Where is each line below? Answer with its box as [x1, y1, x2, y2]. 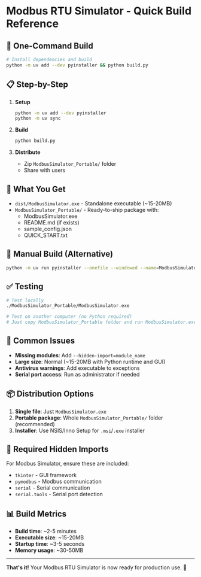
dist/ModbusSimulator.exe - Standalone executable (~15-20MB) [14, 200, 172, 207]
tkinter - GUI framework [14, 472, 77, 479]
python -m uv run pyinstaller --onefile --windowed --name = [6, 265, 160, 271]
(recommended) [14, 420, 55, 427]
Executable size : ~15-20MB [14, 534, 84, 541]
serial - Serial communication [14, 484, 90, 491]
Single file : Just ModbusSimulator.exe [14, 408, 106, 415]
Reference [6, 17, 59, 31]
